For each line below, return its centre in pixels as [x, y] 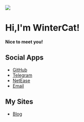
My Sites [19, 102]
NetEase [21, 80]
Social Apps [24, 58]
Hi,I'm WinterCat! [43, 28]
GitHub [20, 70]
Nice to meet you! [24, 42]
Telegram [22, 75]
